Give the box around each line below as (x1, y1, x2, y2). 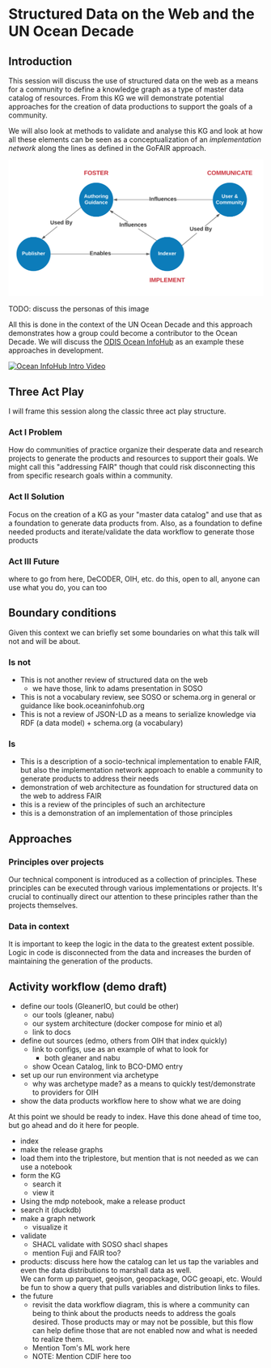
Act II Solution (8, 491, 65, 503)
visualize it (32, 1222, 68, 1233)
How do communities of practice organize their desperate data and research (8, 445, 264, 455)
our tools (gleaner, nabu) (32, 1010, 115, 1020)
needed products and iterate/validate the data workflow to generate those (8, 526, 255, 536)
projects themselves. (8, 901, 78, 911)
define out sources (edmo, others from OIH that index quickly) (19, 1036, 228, 1046)
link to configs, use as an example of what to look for (32, 1044, 209, 1054)
